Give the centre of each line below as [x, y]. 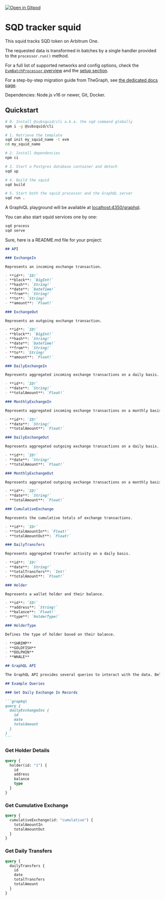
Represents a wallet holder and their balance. [55, 594]
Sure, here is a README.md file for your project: [54, 240]
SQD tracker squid [43, 28]
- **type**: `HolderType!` [33, 617]
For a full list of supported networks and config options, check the [72, 65]
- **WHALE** [17, 657]
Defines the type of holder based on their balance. [60, 634]
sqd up [12, 171]
